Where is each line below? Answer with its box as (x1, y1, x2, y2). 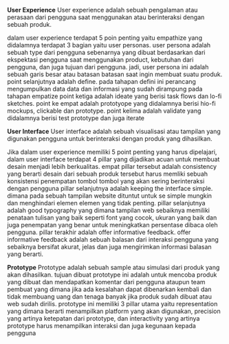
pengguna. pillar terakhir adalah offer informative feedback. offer (7, 228, 191, 236)
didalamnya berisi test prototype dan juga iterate (7, 114, 145, 122)
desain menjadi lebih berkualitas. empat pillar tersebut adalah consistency (7, 163, 217, 170)
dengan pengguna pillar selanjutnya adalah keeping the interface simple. (7, 185, 213, 192)
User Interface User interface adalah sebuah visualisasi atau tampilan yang (7, 127, 221, 135)
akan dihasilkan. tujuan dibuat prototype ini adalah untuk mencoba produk (7, 271, 217, 279)
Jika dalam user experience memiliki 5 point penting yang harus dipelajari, (7, 148, 217, 156)
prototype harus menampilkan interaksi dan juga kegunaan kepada (7, 322, 196, 330)
